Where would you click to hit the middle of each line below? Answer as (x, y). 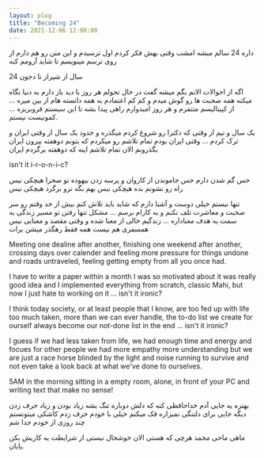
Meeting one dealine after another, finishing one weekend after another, (126, 244)
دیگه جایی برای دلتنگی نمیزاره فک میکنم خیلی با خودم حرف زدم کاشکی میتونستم (128, 414)
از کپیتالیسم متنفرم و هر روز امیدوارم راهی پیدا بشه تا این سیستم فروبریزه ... (122, 109)
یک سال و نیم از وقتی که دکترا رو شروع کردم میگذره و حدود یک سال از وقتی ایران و (132, 132)
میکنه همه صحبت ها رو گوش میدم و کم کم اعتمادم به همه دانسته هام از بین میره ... (130, 101)
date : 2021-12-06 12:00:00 (53, 30)
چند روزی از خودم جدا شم (47, 422)
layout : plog (30, 15)
